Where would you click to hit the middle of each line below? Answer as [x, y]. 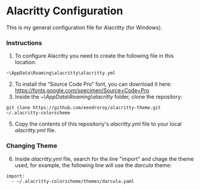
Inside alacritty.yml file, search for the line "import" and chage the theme [104, 158]
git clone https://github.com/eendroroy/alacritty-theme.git [84, 108]
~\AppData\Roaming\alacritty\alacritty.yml [61, 73]
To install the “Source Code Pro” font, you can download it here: [93, 84]
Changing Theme [32, 146]
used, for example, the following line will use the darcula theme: [93, 165]
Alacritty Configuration [65, 11]
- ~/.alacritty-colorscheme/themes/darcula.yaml [73, 181]
